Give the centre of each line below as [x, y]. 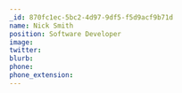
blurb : [21, 58]
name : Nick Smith [41, 26]
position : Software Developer [66, 34]
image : [21, 42]
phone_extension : [41, 75]
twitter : [25, 50]
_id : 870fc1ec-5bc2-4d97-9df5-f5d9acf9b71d [91, 17]
